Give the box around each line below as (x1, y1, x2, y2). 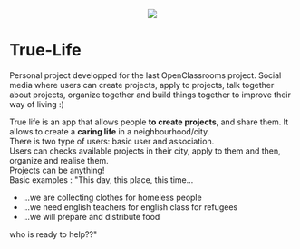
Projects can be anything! (9, 164, 105, 175)
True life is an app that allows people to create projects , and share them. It (9, 116, 289, 127)
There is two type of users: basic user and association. (9, 135, 215, 146)
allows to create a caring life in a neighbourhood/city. (9, 125, 210, 136)
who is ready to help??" (9, 228, 98, 240)
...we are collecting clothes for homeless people (22, 192, 202, 203)
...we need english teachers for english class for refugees (22, 201, 238, 213)
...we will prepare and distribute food (22, 211, 160, 222)
